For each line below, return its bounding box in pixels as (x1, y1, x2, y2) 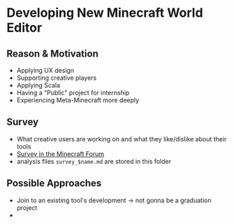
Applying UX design (16, 66, 75, 74)
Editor (6, 20, 43, 36)
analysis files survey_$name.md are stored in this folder (16, 157, 172, 165)
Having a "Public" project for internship (16, 89, 130, 97)
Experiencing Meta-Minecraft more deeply (16, 96, 140, 104)
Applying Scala (16, 81, 61, 89)
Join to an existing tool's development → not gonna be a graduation (16, 196, 212, 204)
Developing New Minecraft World (6, 5, 203, 21)
